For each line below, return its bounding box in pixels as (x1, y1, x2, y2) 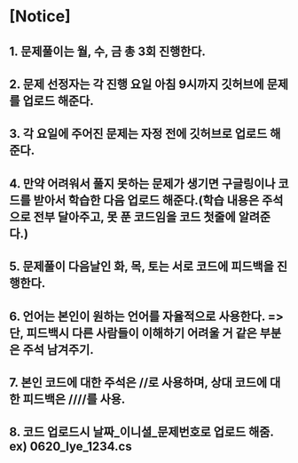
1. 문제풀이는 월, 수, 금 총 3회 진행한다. (9, 44, 207, 59)
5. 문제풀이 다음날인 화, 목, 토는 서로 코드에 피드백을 (9, 259, 275, 275)
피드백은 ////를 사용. (22, 391, 126, 406)
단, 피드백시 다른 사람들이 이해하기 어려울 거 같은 (9, 325, 257, 340)
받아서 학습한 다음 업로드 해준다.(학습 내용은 (33, 193, 260, 208)
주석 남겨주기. (22, 342, 95, 357)
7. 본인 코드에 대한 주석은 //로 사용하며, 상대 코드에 (9, 375, 268, 390)
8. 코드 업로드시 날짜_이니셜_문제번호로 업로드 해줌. (9, 425, 274, 440)
